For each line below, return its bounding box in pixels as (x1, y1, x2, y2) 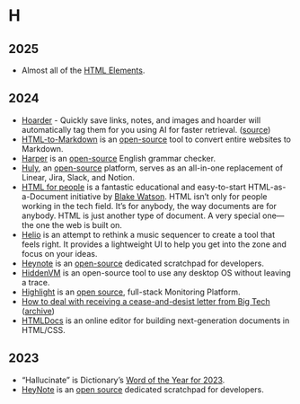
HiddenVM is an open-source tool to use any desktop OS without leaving (21, 267, 291, 278)
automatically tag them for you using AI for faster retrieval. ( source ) (21, 124, 271, 135)
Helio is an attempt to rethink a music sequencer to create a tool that (21, 229, 276, 240)
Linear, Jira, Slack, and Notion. (21, 171, 136, 182)
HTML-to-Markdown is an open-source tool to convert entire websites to (21, 134, 291, 145)
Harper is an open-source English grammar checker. (21, 153, 216, 163)
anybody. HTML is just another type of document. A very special (21, 210, 261, 221)
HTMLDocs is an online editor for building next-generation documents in (21, 315, 290, 326)
